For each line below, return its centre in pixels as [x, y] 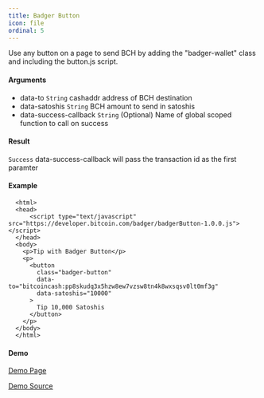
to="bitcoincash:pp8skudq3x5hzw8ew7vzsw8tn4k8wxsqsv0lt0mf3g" [113, 286]
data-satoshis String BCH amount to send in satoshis [107, 106]
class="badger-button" [74, 272]
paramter [23, 167]
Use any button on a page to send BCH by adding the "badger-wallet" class [132, 53]
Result [19, 141]
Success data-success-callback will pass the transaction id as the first [122, 159]
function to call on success [64, 123]
